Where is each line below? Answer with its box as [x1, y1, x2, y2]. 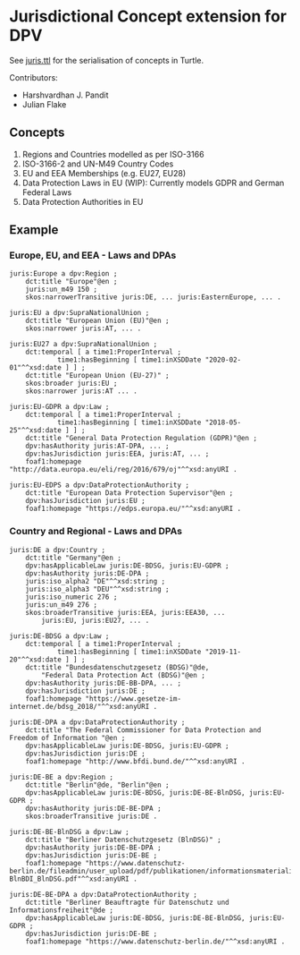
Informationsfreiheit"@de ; [9, 906, 114, 915]
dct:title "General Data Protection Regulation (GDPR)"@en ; [25, 434, 257, 443]
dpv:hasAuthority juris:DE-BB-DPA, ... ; [25, 678, 181, 687]
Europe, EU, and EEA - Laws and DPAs [9, 249, 177, 261]
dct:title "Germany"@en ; [25, 553, 122, 562]
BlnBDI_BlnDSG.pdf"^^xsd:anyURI [9, 874, 129, 883]
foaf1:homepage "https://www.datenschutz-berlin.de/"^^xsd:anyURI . [25, 937, 286, 946]
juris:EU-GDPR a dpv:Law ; [9, 403, 110, 412]
